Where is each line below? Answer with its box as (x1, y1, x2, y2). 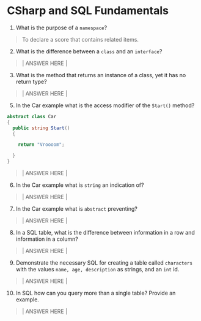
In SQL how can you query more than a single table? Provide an (15, 289, 176, 297)
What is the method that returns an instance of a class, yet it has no (15, 71, 186, 78)
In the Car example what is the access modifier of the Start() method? (15, 102, 195, 109)
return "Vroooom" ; (18, 142, 65, 148)
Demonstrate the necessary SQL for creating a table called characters (15, 259, 193, 266)
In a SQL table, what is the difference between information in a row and (15, 229, 195, 236)
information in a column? (15, 235, 78, 243)
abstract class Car (7, 113, 57, 119)
